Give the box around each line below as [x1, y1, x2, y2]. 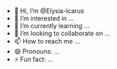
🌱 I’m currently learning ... [13, 22, 90, 30]
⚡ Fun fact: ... [13, 55, 53, 63]
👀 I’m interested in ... [13, 14, 74, 23]
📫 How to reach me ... [13, 37, 80, 45]
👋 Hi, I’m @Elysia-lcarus [13, 7, 84, 15]
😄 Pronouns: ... [13, 47, 60, 56]
